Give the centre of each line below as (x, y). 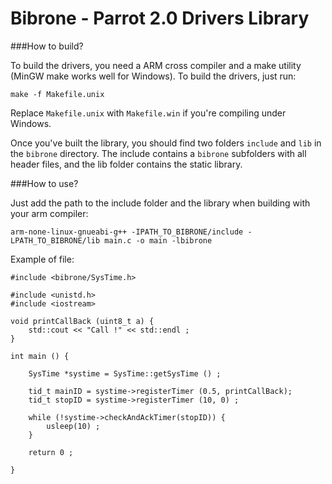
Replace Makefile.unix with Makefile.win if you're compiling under (148, 113)
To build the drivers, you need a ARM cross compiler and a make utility (156, 65)
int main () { (40, 356)
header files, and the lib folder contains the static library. (126, 164)
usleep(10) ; (73, 426)
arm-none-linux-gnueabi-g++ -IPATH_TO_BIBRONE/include (127, 232)
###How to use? (44, 183)
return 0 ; (51, 452)
